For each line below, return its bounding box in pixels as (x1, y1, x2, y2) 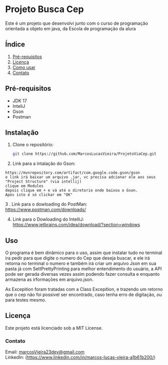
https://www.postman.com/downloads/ (5, 207, 86, 213)
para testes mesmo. (5, 297, 47, 303)
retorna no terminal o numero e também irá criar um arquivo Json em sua (5, 261, 156, 267)
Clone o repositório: (12, 142, 54, 148)
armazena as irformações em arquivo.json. (5, 276, 94, 283)
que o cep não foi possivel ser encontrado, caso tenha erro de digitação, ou (5, 291, 162, 298)
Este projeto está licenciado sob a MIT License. (5, 325, 103, 331)
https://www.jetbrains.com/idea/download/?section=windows (12, 222, 140, 228)
